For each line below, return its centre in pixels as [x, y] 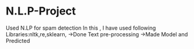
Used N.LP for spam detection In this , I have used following [81, 28]
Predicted [18, 41]
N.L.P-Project [41, 11]
